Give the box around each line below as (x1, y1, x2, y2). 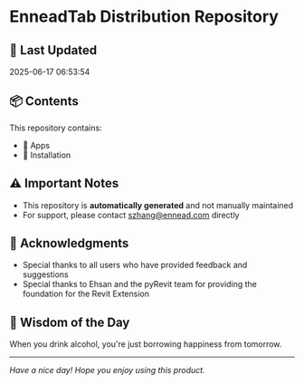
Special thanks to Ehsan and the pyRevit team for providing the (22, 279, 258, 290)
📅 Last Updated (9, 43, 98, 58)
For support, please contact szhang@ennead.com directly (22, 209, 240, 220)
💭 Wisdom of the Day (9, 314, 130, 330)
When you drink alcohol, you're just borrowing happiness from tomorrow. (9, 339, 282, 350)
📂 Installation (22, 149, 71, 160)
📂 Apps (22, 139, 51, 150)
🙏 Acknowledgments (9, 235, 129, 251)
